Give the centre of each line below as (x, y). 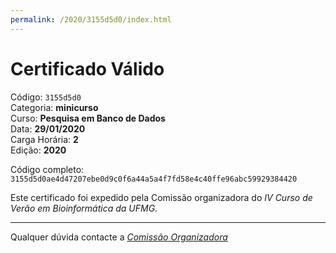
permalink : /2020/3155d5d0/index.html (91, 19)
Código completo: (47, 169)
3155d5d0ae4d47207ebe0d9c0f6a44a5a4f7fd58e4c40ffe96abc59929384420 (154, 179)
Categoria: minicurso (54, 107)
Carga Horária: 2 (44, 139)
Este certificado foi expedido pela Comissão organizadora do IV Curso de (161, 197)
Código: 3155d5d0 (46, 97)
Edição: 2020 (38, 150)
